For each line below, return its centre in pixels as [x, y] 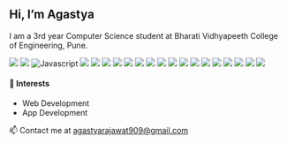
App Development [55, 113]
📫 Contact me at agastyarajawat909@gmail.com [99, 131]
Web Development [56, 103]
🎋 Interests [30, 84]
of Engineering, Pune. [49, 45]
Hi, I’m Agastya [52, 15]
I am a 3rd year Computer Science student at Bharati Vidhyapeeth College [144, 35]
